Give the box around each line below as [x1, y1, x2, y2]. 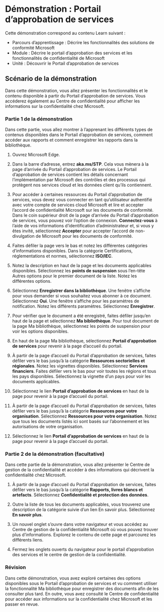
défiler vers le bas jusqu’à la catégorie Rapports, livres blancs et [12, 487, 143, 493]
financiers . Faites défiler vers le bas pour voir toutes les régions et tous [12, 368, 156, 374]
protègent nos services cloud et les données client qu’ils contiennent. [12, 182, 152, 188]
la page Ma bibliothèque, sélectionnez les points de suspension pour [12, 323, 150, 329]
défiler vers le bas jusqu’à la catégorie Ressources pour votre [12, 408, 138, 414]
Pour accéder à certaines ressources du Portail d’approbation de [12, 192, 143, 197]
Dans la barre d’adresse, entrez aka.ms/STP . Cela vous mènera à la [12, 161, 149, 167]
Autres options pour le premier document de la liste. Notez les [12, 273, 137, 279]
